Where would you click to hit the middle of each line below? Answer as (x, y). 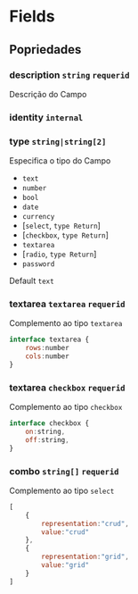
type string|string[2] (58, 141)
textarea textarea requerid (67, 304)
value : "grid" (65, 565)
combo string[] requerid (64, 471)
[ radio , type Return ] (59, 254)
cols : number (47, 356)
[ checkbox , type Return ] (65, 235)
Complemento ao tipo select (62, 490)
